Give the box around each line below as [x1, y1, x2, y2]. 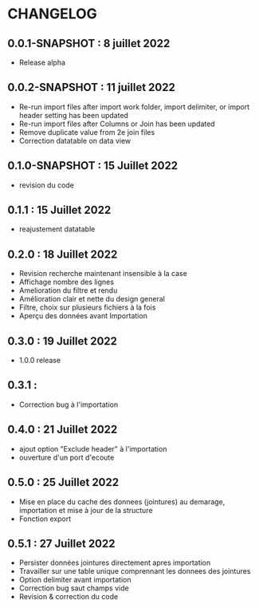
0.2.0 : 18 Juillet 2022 [7, 247, 118, 261]
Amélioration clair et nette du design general [18, 294, 165, 304]
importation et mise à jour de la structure [18, 505, 153, 515]
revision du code [18, 180, 75, 190]
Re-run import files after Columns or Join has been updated [18, 119, 216, 128]
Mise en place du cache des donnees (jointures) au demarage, [18, 496, 226, 507]
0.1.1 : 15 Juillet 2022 [7, 203, 112, 217]
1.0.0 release [18, 356, 61, 365]
